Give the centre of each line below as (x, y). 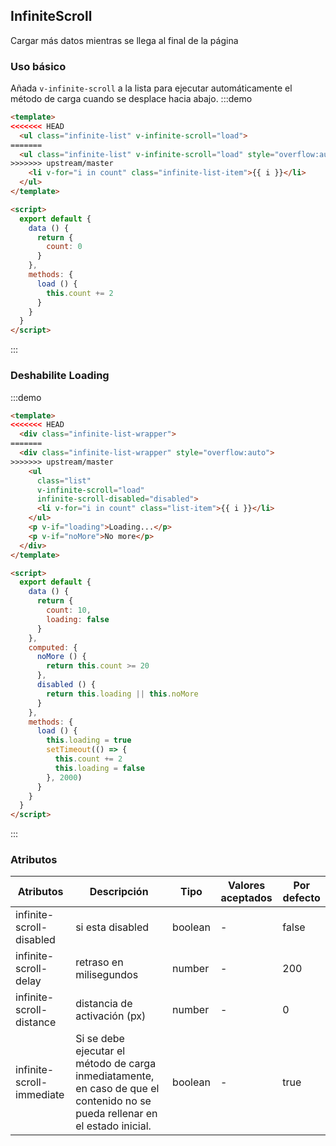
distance (36, 1022)
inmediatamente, (115, 1076)
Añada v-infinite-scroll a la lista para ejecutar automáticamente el (151, 88)
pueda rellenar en (116, 1114)
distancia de (104, 1004)
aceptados (246, 898)
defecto (301, 898)
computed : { (53, 647)
